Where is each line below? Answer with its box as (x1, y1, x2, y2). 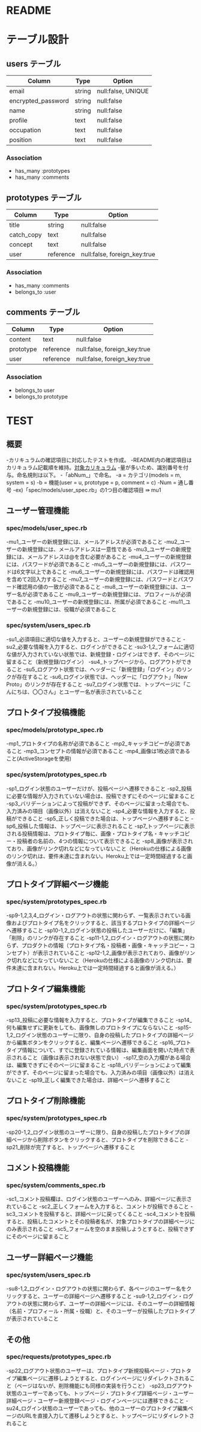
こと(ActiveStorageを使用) (6, 755, 72, 762)
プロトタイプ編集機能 (6, 984, 85, 994)
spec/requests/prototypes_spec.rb (6, 1353, 112, 1361)
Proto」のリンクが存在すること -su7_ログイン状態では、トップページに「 (6, 681, 187, 688)
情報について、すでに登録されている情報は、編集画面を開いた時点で (22, 1047, 190, 1054)
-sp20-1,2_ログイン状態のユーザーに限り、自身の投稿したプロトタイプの (6, 1128, 185, 1136)
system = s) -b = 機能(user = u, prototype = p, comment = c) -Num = (6, 478, 177, 486)
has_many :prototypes (14, 167, 70, 175)
